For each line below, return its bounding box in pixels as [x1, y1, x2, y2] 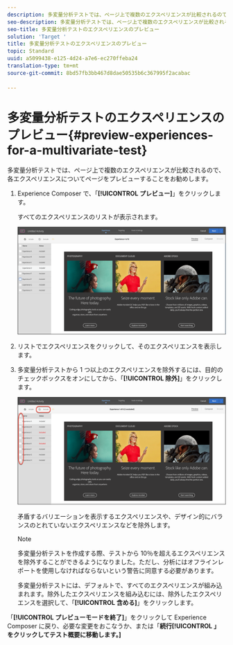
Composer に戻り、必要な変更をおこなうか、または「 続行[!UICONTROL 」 [7, 622, 221, 630]
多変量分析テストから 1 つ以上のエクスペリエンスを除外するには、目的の [17, 365, 223, 373]
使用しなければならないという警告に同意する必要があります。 [41, 567, 218, 575]
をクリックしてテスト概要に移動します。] [7, 630, 121, 639]
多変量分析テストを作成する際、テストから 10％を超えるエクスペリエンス [17, 549, 225, 558]
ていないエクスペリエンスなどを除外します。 [47, 521, 175, 529]
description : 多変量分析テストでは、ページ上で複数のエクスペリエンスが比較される [7, 11, 217, 18]
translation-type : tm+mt [7, 62, 79, 69]
